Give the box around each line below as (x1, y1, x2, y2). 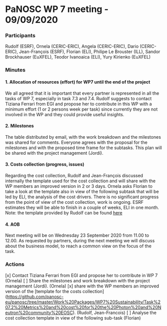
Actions (5, 261, 25, 268)
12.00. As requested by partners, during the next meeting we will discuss (5, 238, 155, 244)
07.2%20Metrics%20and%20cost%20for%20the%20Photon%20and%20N (5, 304, 162, 310)
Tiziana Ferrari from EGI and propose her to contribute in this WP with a (5, 101, 152, 107)
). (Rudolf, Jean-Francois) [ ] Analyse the (72, 309, 157, 315)
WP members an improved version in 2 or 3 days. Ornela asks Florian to (5, 183, 153, 189)
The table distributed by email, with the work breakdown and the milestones (5, 134, 161, 140)
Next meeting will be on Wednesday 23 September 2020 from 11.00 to (5, 232, 150, 238)
